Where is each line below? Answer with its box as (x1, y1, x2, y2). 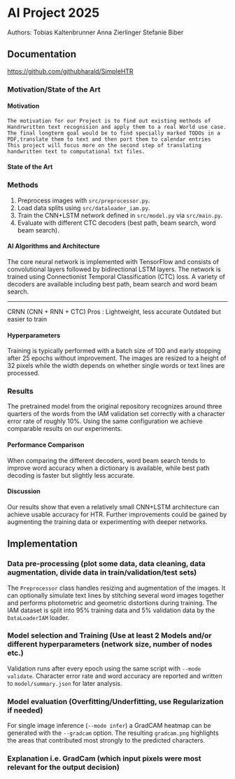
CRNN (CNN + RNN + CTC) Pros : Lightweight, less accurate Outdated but (7, 307, 222, 316)
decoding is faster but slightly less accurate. (7, 471, 135, 479)
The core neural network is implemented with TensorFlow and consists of (7, 257, 219, 266)
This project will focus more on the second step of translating (7, 142, 201, 149)
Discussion (7, 487, 41, 495)
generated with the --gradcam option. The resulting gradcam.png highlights (7, 729, 219, 737)
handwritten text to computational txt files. (7, 148, 145, 155)
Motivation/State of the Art (7, 84, 101, 94)
